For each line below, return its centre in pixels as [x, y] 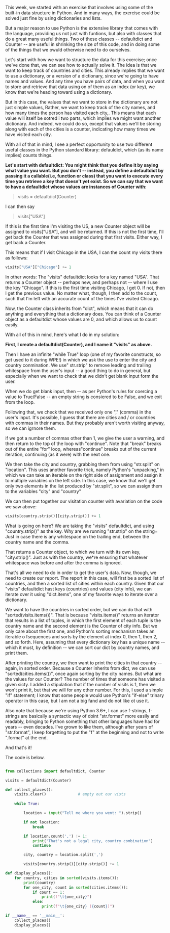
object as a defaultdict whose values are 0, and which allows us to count [81, 319]
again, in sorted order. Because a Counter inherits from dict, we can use [80, 668]
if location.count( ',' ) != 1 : [55, 836]
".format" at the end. [27, 737]
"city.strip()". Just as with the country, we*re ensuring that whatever [77, 557]
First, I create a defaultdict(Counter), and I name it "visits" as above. [79, 344]
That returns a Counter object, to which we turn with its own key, [73, 552]
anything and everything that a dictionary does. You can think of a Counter [83, 314]
